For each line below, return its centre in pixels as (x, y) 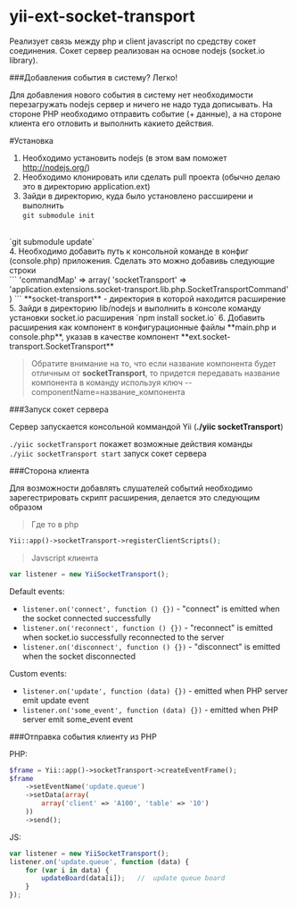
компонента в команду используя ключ (107, 383)
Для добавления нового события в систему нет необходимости (132, 95)
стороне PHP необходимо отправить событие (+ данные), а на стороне (146, 113)
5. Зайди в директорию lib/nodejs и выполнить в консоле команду (135, 308)
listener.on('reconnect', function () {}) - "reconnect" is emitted (148, 627)
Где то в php (55, 524)
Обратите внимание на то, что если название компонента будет (153, 363)
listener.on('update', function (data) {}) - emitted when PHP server (155, 691)
